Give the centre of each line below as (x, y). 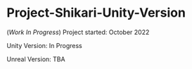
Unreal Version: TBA (36, 59)
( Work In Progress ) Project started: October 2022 (78, 32)
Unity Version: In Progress (44, 45)
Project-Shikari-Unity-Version (96, 13)
